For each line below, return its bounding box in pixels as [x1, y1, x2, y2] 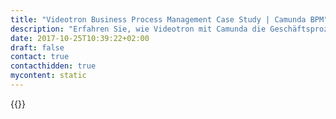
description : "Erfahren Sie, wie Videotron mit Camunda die [10, 24, 267, 34]
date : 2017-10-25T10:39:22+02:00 [10, 33, 150, 43]
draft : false [10, 42, 65, 53]
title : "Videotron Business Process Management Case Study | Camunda [10, 14, 307, 25]
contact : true [10, 52, 70, 62]
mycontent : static [10, 71, 87, 81]
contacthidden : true [10, 61, 97, 71]
